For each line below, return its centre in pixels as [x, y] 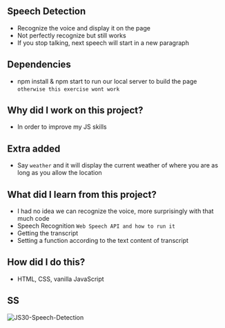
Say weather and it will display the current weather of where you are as [118, 165]
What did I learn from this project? [82, 194]
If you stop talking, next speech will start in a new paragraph [103, 43]
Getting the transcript [48, 233]
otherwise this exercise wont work [68, 89]
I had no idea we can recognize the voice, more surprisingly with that [115, 211]
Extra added [34, 148]
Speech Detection [47, 11]
